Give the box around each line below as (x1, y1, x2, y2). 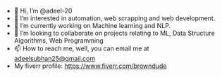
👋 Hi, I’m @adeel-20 (13, 7, 73, 15)
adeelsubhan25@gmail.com (13, 55, 96, 62)
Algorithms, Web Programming (13, 36, 104, 45)
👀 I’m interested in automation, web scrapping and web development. (13, 14, 216, 22)
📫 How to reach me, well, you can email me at (13, 44, 149, 52)
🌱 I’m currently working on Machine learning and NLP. (13, 22, 171, 29)
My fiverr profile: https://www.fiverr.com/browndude (13, 62, 167, 70)
